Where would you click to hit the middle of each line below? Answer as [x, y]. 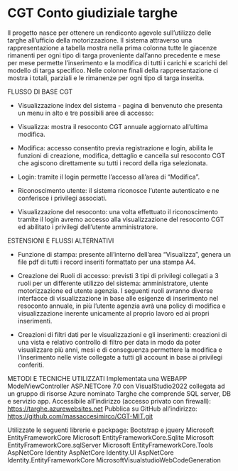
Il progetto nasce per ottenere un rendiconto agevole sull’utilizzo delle [109, 33]
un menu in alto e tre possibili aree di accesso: [86, 113]
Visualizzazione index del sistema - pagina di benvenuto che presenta [120, 105]
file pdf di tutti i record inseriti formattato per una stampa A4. [107, 262]
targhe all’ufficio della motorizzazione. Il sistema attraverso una [100, 40]
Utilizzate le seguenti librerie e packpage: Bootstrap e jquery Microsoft [111, 430]
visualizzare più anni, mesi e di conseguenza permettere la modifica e [120, 350]
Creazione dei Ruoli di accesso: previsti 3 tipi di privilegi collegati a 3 [118, 275]
